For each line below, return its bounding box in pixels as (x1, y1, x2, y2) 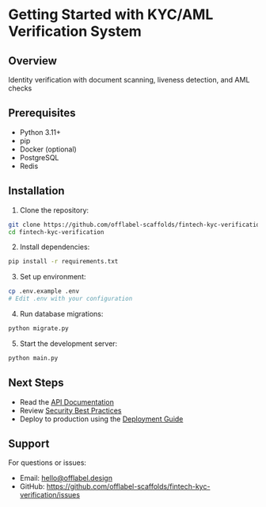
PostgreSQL (19, 152, 59, 162)
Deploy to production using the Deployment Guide (19, 414, 184, 424)
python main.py (8, 354, 59, 362)
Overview (8, 54, 58, 67)
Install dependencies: (19, 242, 90, 252)
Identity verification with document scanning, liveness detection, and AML (8, 75, 250, 84)
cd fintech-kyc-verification (8, 228, 104, 236)
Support (8, 436, 50, 450)
